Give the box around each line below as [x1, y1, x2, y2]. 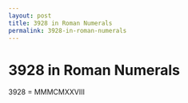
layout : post [8, 11, 52, 20]
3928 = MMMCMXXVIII [8, 87, 86, 97]
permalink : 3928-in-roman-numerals [8, 26, 127, 34]
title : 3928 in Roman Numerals [8, 19, 113, 27]
